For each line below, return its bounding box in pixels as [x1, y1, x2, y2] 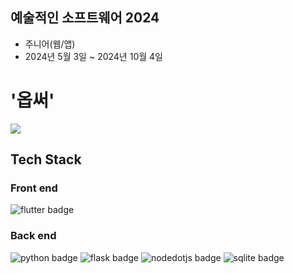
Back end [10, 229, 57, 243]
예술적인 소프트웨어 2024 [10, 9, 160, 27]
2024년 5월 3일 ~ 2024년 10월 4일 [24, 50, 163, 62]
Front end [10, 181, 58, 195]
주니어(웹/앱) [24, 38, 76, 50]
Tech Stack [10, 151, 82, 168]
